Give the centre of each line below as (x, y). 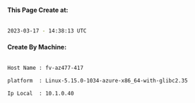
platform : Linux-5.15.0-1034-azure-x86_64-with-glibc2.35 (98, 81)
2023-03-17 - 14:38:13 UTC (47, 31)
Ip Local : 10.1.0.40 (41, 94)
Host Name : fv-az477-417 (45, 68)
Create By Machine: (37, 47)
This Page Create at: (38, 10)
